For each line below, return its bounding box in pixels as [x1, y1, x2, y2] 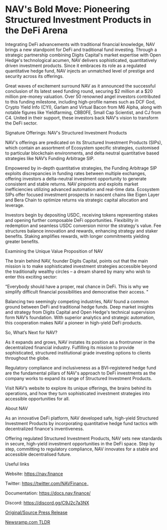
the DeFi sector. [5, 120, 38, 126]
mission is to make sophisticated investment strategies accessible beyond [5, 263, 158, 269]
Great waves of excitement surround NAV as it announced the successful [5, 82, 156, 88]
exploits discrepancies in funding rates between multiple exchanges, [5, 170, 146, 176]
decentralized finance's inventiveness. [5, 425, 84, 431]
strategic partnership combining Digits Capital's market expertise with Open [5, 51, 161, 58]
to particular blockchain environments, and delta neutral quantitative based [5, 150, 160, 156]
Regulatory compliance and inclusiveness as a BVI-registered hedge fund [5, 364, 157, 370]
